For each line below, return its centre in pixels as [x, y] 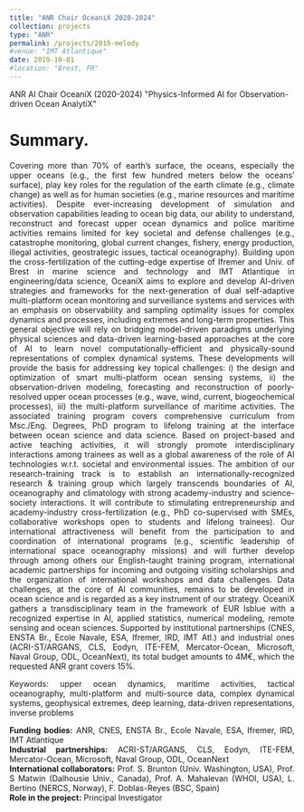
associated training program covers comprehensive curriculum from [152, 416]
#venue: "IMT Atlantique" [58, 52]
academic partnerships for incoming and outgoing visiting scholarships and [152, 570]
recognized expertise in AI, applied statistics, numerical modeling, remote [152, 618]
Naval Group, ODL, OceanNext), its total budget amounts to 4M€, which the [152, 656]
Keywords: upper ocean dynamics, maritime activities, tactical [152, 683]
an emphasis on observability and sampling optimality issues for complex [152, 310]
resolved [26, 396]
